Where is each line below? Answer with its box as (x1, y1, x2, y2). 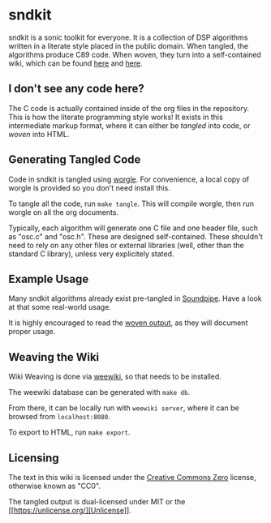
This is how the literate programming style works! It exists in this (8, 112, 223, 122)
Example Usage (8, 272, 89, 285)
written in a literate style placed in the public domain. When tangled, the (8, 41, 249, 50)
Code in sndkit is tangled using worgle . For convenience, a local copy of (8, 174, 250, 184)
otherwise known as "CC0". (8, 481, 101, 491)
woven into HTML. (8, 129, 70, 139)
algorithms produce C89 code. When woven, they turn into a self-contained (8, 49, 261, 59)
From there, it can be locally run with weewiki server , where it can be (8, 403, 239, 413)
